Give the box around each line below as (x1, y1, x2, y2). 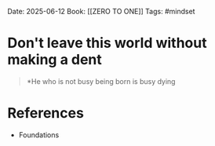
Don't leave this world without (7, 35, 207, 52)
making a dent (7, 51, 103, 69)
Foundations (18, 130, 60, 140)
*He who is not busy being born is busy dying (26, 76, 176, 86)
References (7, 104, 84, 122)
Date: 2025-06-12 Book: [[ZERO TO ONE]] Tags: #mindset (7, 7, 195, 16)
